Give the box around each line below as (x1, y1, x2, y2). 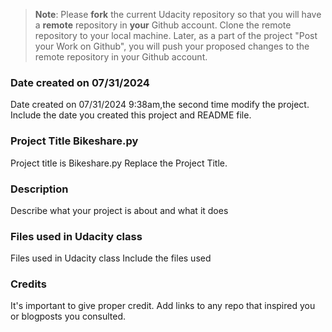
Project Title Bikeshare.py (10, 134, 139, 148)
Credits (10, 277, 47, 291)
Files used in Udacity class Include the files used (10, 252, 212, 264)
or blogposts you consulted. (10, 310, 127, 323)
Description (10, 182, 69, 196)
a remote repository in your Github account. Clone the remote (34, 19, 292, 31)
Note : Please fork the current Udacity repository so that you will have (34, 9, 322, 20)
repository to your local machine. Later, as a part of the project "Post (34, 30, 318, 41)
